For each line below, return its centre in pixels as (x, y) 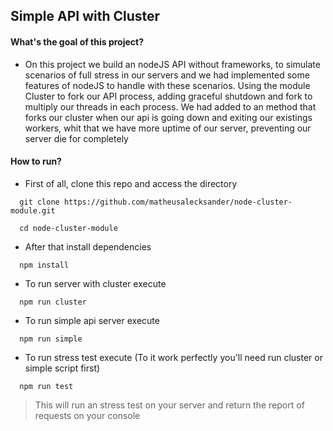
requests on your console (87, 415)
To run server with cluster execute (95, 283)
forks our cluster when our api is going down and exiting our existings (168, 117)
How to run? (36, 161)
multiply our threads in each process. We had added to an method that (170, 106)
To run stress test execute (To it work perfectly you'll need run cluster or (173, 357)
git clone (39, 202)
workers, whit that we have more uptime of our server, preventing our (168, 128)
